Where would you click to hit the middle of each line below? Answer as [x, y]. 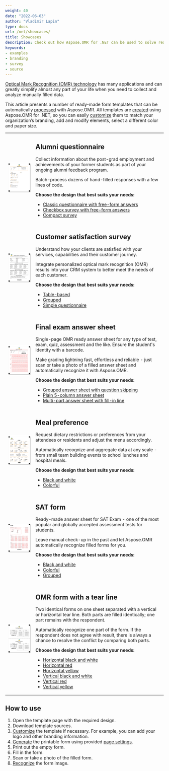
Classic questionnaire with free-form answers [90, 204]
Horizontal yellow [61, 671]
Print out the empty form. [39, 747]
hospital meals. [51, 460]
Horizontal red [58, 665]
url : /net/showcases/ [28, 32]
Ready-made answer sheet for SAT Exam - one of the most [97, 519]
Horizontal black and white [70, 660]
